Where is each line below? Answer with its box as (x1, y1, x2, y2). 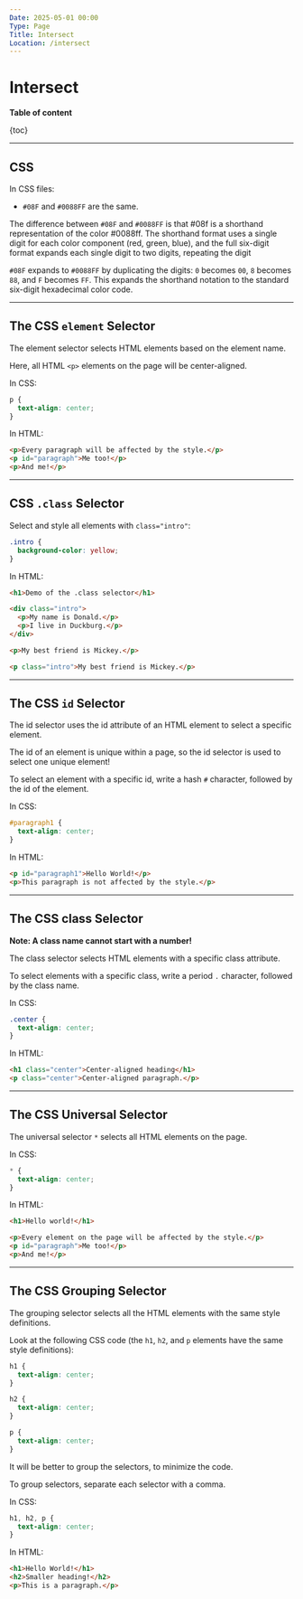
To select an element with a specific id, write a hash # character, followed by (9, 774, 293, 785)
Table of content (9, 108, 72, 118)
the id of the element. (9, 784, 89, 795)
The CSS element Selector (9, 318, 156, 334)
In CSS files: (9, 183, 55, 194)
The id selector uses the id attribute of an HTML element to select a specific (9, 720, 292, 730)
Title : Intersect (9, 30, 75, 39)
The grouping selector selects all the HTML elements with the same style (9, 1307, 281, 1318)
